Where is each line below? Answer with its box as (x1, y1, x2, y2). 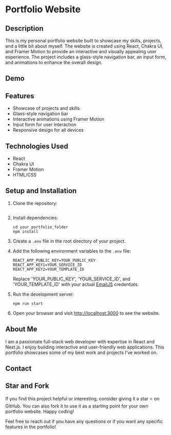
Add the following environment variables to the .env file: (12, 247, 131, 254)
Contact (5, 364, 32, 373)
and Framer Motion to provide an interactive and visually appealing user (5, 49, 157, 54)
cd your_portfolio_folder (12, 224, 68, 230)
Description (5, 24, 44, 33)
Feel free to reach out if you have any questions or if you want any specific (5, 418, 163, 424)
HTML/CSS (12, 172, 37, 178)
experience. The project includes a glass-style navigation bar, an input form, (5, 54, 166, 60)
